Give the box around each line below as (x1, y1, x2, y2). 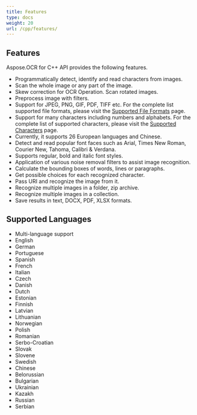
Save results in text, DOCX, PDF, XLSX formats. (14, 197, 132, 204)
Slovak (14, 345, 32, 352)
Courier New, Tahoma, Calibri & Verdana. (14, 146, 117, 153)
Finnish (14, 300, 34, 307)
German (14, 243, 35, 250)
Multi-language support (14, 230, 74, 238)
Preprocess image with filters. (14, 94, 89, 102)
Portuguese (14, 249, 44, 256)
